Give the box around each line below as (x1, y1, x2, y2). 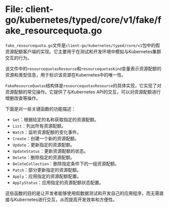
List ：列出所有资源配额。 (12, 122, 66, 129)
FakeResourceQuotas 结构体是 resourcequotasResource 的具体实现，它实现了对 (5, 82, 162, 89)
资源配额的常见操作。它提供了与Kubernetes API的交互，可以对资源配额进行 (5, 89, 161, 95)
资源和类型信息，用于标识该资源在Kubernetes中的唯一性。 (5, 72, 126, 78)
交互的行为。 (5, 54, 32, 61)
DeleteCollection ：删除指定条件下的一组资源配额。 (12, 160, 120, 167)
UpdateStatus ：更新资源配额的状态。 (12, 148, 89, 154)
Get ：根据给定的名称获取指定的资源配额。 (12, 116, 99, 122)
